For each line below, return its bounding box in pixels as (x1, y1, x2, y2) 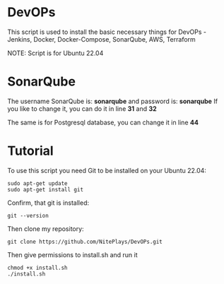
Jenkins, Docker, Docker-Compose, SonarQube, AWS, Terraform (7, 35, 196, 43)
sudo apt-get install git (7, 186, 83, 193)
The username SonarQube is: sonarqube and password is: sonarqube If (7, 97, 218, 105)
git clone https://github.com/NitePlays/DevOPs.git (7, 238, 163, 245)
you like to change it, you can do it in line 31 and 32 (7, 104, 157, 113)
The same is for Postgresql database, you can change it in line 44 (7, 118, 199, 126)
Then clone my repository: (7, 224, 84, 233)
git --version (7, 212, 49, 219)
